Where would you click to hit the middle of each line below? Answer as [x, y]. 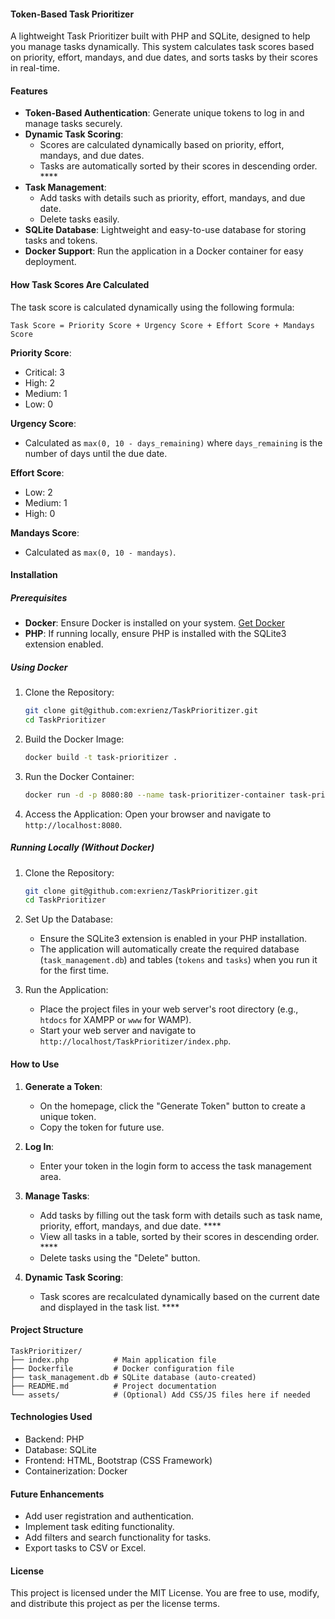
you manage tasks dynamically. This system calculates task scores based [162, 47]
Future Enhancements [57, 1494]
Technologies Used [51, 1417]
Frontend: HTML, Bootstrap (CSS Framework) [118, 1460]
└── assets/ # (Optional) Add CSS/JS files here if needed [160, 1395]
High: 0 [40, 513]
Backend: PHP [54, 1439]
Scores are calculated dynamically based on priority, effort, [162, 145]
